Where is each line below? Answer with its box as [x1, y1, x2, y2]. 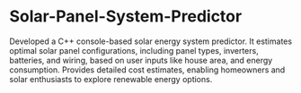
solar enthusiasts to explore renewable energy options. [9, 73, 213, 84]
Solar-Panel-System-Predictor [9, 6, 243, 27]
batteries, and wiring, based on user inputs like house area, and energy [9, 55, 273, 65]
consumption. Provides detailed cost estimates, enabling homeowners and [9, 64, 286, 75]
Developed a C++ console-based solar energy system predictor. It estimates [9, 36, 293, 46]
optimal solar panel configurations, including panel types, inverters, [9, 45, 259, 55]
